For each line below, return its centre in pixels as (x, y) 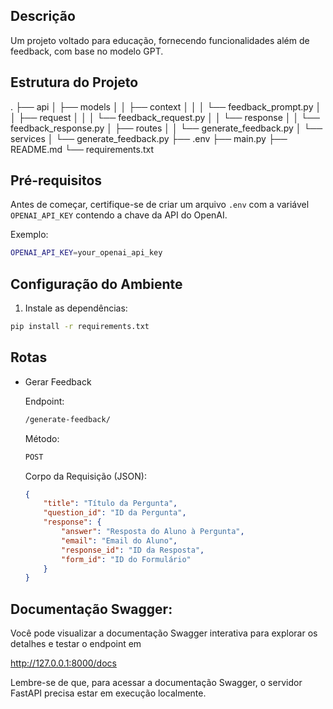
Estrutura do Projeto (74, 82)
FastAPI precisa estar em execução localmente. (108, 693)
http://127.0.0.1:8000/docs (63, 663)
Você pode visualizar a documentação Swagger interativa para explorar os (164, 633)
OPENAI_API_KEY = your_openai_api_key (86, 253)
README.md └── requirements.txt (82, 149)
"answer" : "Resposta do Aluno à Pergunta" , (153, 532)
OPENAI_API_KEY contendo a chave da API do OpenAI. (119, 215)
